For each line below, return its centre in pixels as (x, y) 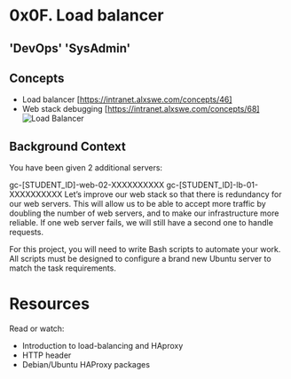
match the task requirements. (63, 268)
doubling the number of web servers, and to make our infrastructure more (144, 213)
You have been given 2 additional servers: (86, 168)
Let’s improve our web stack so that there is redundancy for (173, 194)
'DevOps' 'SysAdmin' (70, 48)
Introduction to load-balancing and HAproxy (102, 346)
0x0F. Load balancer (87, 16)
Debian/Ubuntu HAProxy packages (86, 365)
